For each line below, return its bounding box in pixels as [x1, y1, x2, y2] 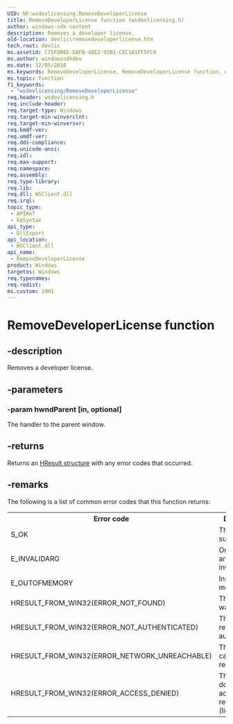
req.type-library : [7, 178, 60, 185]
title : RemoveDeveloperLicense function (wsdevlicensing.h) [7, 17, 185, 24]
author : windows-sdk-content [7, 23, 92, 30]
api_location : [7, 236, 49, 243]
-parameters [7, 383, 63, 396]
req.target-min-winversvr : [7, 119, 85, 127]
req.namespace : [7, 165, 51, 172]
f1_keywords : [7, 81, 45, 88]
